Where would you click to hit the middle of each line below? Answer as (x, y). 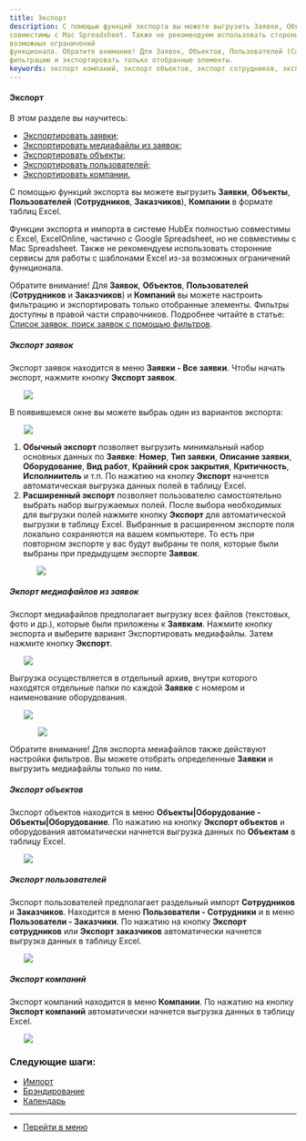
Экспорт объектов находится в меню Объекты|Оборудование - (135, 812)
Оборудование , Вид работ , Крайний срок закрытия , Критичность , (156, 466)
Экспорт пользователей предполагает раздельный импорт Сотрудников (153, 902)
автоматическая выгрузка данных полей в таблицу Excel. (135, 486)
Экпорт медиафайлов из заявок (74, 591)
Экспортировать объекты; (74, 155)
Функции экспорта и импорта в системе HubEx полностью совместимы (150, 229)
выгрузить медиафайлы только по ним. (86, 769)
